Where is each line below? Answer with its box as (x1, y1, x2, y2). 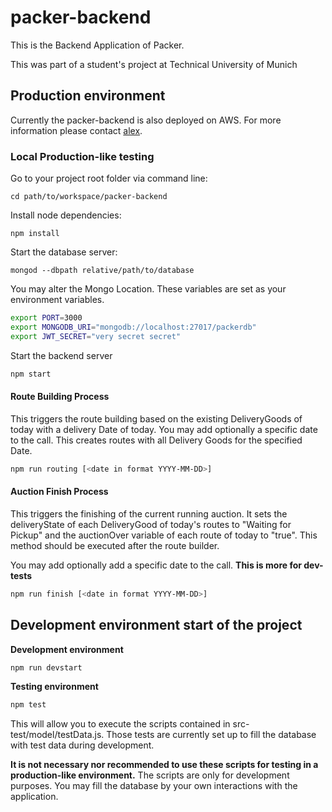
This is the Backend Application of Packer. (10, 39, 185, 51)
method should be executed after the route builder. (10, 539, 220, 551)
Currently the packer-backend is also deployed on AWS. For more (10, 114, 282, 126)
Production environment (10, 87, 166, 105)
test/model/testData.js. (10, 729, 105, 741)
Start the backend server (10, 349, 113, 361)
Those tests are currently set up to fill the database (106, 729, 317, 741)
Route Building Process (10, 391, 110, 403)
